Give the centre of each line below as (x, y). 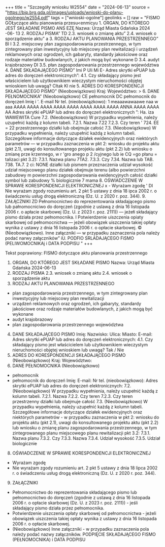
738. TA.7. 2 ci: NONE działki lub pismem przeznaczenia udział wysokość (79, 165)
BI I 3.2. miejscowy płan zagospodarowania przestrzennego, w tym (73, 44)
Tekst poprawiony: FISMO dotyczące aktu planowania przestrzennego (76, 253)
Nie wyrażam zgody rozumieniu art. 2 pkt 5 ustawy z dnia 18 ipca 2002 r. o (81, 191)
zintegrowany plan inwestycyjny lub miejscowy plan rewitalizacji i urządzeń (82, 49)
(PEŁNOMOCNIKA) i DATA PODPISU (49, 540)
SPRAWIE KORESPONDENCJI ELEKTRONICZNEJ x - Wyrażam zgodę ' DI (79, 186)
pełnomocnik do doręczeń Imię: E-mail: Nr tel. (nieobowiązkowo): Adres (85, 380)
